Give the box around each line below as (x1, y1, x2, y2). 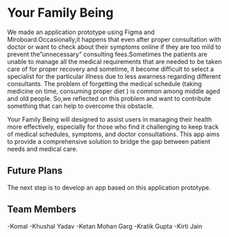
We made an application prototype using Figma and (7, 28, 155, 36)
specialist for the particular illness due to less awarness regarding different (7, 72, 221, 81)
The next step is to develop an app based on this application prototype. (7, 183, 211, 192)
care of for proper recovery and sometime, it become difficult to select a (7, 65, 214, 73)
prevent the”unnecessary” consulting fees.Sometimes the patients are (7, 50, 208, 58)
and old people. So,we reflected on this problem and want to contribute (7, 94, 212, 102)
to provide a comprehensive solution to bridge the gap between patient (7, 137, 211, 145)
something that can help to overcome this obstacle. (7, 101, 154, 110)
